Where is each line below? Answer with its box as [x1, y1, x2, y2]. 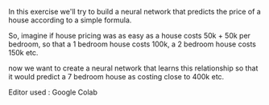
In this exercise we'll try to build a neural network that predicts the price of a [8, 7, 262, 16]
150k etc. [8, 48, 39, 57]
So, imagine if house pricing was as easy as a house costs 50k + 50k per [8, 31, 251, 40]
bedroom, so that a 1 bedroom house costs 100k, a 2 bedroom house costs [8, 39, 256, 49]
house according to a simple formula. [8, 15, 132, 25]
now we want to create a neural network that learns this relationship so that [8, 63, 259, 73]
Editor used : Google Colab [8, 87, 98, 97]
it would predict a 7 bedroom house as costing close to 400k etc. [8, 72, 225, 81]
